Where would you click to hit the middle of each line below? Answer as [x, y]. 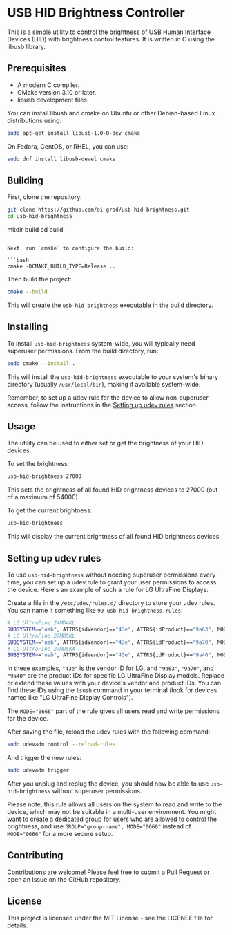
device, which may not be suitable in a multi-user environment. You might [112, 812]
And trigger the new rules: [44, 758]
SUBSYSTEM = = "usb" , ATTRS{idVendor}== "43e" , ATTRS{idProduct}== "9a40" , [111, 655]
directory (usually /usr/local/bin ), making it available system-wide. [104, 384]
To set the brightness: [38, 464]
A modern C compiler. [48, 85]
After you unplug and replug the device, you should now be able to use [108, 784]
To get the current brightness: [50, 510]
